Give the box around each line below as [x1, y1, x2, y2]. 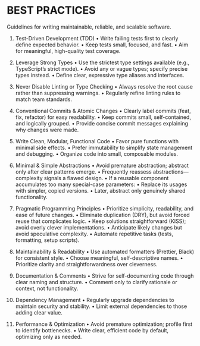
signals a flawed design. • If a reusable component [43, 174, 169, 181]
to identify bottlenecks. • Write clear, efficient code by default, [15, 326, 169, 334]
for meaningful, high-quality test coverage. [15, 47, 121, 54]
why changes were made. [15, 126, 79, 133]
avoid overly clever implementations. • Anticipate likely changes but [15, 224, 182, 231]
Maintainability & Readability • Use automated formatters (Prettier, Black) [15, 248, 195, 255]
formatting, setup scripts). [15, 236, 80, 244]
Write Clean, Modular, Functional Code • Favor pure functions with [15, 137, 179, 144]
